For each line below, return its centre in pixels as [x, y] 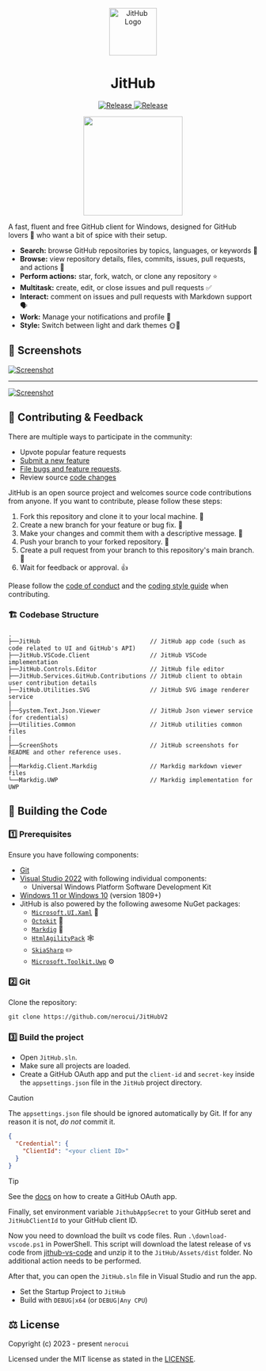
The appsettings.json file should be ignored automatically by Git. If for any [130, 1113]
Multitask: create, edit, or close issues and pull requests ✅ [116, 287]
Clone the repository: [43, 1002]
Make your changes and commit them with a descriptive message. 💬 [131, 533]
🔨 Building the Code [58, 811]
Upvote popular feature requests [73, 452]
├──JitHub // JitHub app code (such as [127, 641]
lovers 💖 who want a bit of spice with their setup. [88, 235]
